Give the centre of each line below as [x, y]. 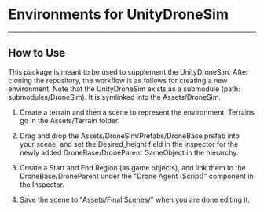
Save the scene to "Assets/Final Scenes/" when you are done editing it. [134, 199]
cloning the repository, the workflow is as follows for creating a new [118, 80]
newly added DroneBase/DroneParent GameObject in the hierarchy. [129, 152]
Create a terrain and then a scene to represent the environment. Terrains [137, 112]
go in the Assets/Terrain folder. [70, 120]
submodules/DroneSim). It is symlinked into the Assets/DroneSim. [115, 97]
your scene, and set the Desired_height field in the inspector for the [129, 144]
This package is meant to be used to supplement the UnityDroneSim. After [128, 71]
